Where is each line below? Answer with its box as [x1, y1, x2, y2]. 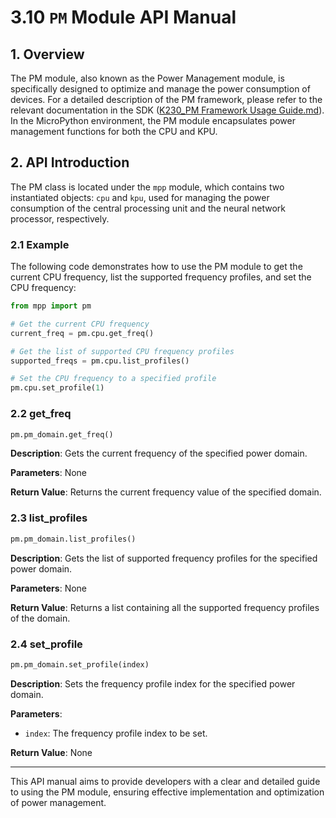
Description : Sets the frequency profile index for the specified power [10, 677, 296, 690]
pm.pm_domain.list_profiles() [10, 534, 137, 544]
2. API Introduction [10, 154, 130, 171]
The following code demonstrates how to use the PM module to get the [10, 261, 303, 273]
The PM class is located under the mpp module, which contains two [10, 181, 285, 193]
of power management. [10, 796, 107, 808]
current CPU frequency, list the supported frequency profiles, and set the [10, 271, 312, 283]
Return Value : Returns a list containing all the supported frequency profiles [10, 601, 320, 613]
